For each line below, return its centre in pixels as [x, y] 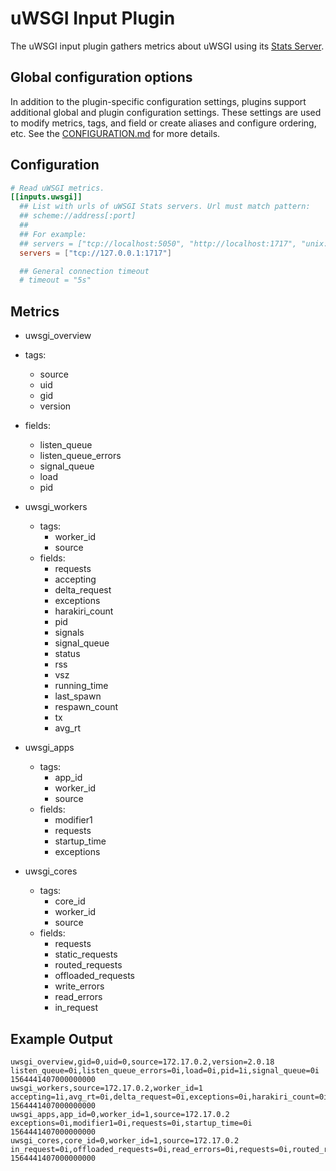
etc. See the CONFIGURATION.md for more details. [115, 133]
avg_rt [68, 728]
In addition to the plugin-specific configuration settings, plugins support [158, 101]
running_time [81, 686]
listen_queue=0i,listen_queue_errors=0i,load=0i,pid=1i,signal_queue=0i [165, 1070]
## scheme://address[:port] [78, 216]
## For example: [53, 234]
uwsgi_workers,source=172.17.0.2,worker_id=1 [106, 1088]
